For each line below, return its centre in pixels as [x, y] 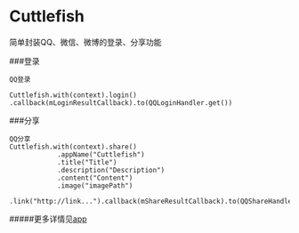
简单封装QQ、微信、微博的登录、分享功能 [85, 42]
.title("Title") [87, 162]
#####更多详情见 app [48, 219]
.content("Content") [95, 178]
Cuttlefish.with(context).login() [73, 95]
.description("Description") [111, 170]
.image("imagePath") [95, 185]
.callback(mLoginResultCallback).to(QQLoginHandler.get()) [121, 103]
